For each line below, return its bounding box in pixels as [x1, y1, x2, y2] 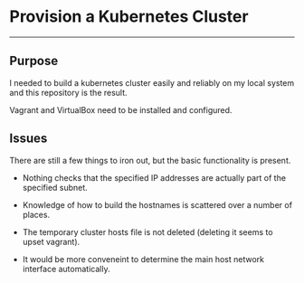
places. [22, 209, 51, 220]
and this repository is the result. [9, 87, 128, 98]
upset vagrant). [22, 236, 81, 247]
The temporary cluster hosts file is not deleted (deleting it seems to [22, 226, 273, 237]
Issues [9, 131, 48, 146]
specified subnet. [22, 182, 88, 193]
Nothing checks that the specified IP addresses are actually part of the [22, 172, 287, 183]
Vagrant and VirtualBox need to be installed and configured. [9, 104, 233, 115]
